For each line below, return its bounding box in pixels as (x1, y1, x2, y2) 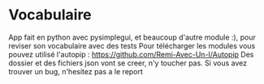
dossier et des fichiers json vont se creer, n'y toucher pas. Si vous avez (8, 58, 248, 68)
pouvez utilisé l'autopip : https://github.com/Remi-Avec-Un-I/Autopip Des (8, 49, 254, 59)
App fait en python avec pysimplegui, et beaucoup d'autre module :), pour (8, 32, 256, 42)
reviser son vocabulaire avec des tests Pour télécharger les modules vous (8, 40, 256, 50)
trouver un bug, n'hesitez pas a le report (8, 66, 144, 76)
